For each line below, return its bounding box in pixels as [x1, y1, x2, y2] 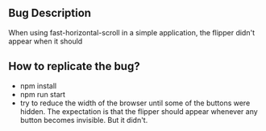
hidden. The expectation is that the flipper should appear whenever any [19, 106, 258, 116]
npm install [19, 80, 57, 91]
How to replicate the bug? [8, 59, 140, 73]
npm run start [19, 89, 66, 99]
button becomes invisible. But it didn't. [19, 115, 148, 125]
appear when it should [8, 36, 83, 46]
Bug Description [8, 6, 91, 20]
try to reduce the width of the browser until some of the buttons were [19, 98, 251, 108]
